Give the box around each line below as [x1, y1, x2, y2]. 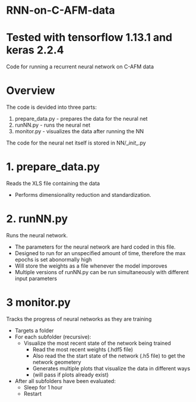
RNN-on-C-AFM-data [6, 4, 115, 17]
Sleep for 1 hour [23, 384, 63, 391]
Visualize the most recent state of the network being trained [23, 340, 172, 347]
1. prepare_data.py [6, 160, 100, 174]
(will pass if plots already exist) [32, 371, 109, 378]
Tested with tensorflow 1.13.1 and [6, 31, 173, 45]
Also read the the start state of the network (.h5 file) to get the [32, 352, 186, 359]
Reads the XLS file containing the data [6, 180, 100, 187]
